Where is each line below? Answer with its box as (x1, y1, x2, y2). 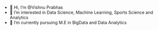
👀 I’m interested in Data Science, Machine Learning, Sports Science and (9, 10, 154, 15)
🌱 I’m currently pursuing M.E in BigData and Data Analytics (9, 20, 127, 25)
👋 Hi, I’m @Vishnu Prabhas (9, 5, 63, 10)
